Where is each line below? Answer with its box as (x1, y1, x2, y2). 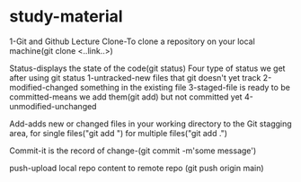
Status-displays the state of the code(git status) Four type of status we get (9, 63, 286, 74)
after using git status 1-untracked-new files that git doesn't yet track (9, 72, 261, 82)
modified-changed (9, 82, 79, 92)
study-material (9, 6, 123, 27)
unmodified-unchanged (9, 100, 97, 111)
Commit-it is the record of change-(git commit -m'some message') (9, 145, 257, 156)
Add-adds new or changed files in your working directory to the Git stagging (9, 118, 292, 129)
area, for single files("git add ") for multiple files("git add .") (9, 127, 227, 138)
